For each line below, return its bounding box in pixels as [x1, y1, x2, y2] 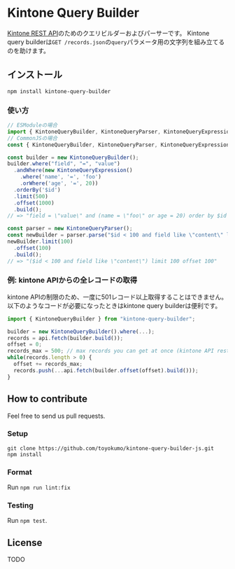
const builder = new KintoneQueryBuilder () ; [7, 154, 139, 161]
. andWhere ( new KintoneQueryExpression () [13, 167, 133, 174]
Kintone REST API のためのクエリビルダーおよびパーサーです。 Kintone [7, 29, 210, 37]
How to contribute [7, 393, 88, 405]
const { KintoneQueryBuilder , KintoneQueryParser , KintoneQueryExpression [7, 141, 230, 148]
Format [7, 467, 33, 477]
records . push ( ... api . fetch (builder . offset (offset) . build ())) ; [13, 367, 199, 374]
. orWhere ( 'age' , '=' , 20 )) [20, 180, 99, 187]
